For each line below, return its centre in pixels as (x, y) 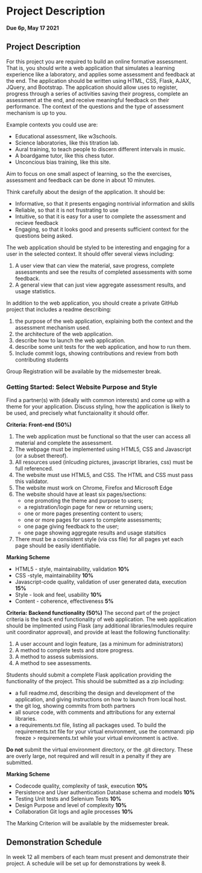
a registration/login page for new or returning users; (88, 507)
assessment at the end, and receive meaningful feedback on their (88, 100)
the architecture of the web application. (64, 334)
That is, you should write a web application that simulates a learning (90, 68)
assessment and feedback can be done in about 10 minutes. (81, 180)
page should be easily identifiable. (58, 546)
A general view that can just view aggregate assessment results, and (100, 285)
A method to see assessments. (53, 663)
